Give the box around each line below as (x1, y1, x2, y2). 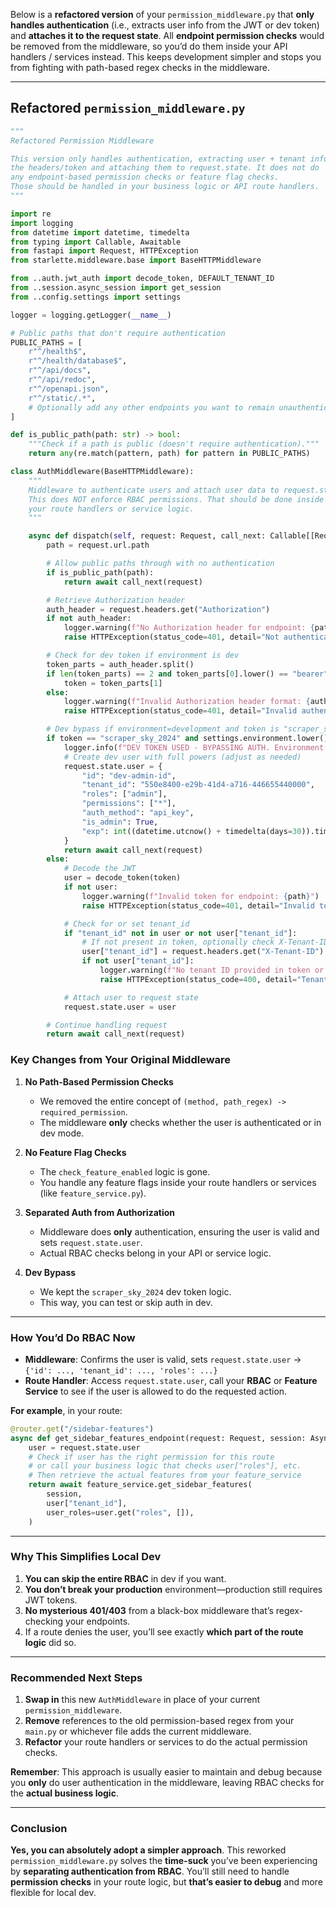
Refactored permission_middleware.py (10, 100, 246, 117)
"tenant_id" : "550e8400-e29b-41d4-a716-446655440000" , (81, 780, 315, 790)
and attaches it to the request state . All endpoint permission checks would (10, 30, 325, 41)
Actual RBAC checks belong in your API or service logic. (39, 1247, 272, 1259)
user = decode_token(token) (63, 873, 182, 883)
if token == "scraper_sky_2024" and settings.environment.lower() (46, 734, 329, 744)
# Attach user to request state (63, 992, 199, 1003)
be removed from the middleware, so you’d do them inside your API (10, 40, 288, 52)
